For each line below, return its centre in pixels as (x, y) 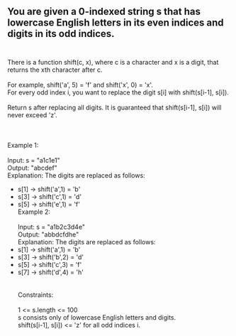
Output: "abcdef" (33, 168)
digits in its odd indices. (61, 34)
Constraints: (35, 295)
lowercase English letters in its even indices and (116, 23)
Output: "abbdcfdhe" (48, 234)
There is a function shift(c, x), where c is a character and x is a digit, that (113, 62)
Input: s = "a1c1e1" (34, 160)
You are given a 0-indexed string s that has (104, 12)
